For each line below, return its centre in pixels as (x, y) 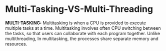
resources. (16, 44)
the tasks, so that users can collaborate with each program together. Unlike (83, 33)
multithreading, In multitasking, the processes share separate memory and (82, 39)
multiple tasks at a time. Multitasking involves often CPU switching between (83, 28)
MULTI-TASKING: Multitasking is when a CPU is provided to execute (76, 23)
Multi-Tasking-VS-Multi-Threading (79, 9)
